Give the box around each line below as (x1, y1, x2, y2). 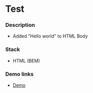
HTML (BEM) (12, 58, 40, 64)
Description (5, 22, 35, 29)
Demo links (5, 70, 34, 78)
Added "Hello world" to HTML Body (12, 33, 88, 39)
